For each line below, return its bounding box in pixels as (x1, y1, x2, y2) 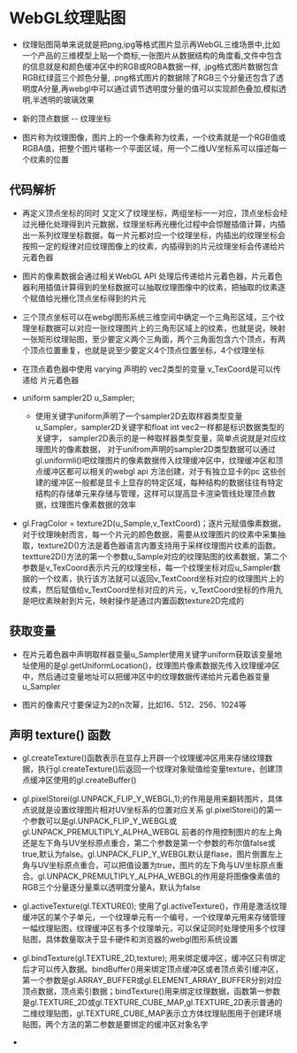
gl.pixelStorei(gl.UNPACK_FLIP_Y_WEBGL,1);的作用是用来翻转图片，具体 (21, 794, 284, 804)
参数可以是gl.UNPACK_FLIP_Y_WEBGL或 (29, 816, 178, 826)
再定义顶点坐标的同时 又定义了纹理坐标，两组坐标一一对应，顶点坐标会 (21, 207, 280, 218)
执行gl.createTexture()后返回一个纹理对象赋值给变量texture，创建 (37, 764, 276, 774)
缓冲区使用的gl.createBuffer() (29, 775, 137, 786)
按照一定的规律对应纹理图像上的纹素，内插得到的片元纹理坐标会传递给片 (21, 241, 286, 251)
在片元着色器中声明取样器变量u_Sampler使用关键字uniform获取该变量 (21, 649, 275, 659)
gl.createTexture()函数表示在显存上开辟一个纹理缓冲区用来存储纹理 (21, 753, 265, 764)
